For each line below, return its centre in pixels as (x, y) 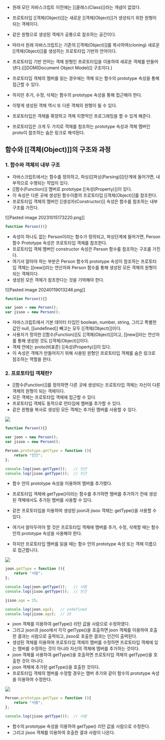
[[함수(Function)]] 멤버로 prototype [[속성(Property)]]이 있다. (72, 189)
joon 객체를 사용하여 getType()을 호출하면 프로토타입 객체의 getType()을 (82, 655)
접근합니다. (28, 550)
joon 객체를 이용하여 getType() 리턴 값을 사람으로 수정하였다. (71, 624)
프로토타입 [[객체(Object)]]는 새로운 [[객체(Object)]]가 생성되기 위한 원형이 (84, 18)
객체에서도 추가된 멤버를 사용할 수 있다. (55, 500)
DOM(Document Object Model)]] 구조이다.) (69, 68)
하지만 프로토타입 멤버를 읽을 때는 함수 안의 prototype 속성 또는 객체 (78, 544)
